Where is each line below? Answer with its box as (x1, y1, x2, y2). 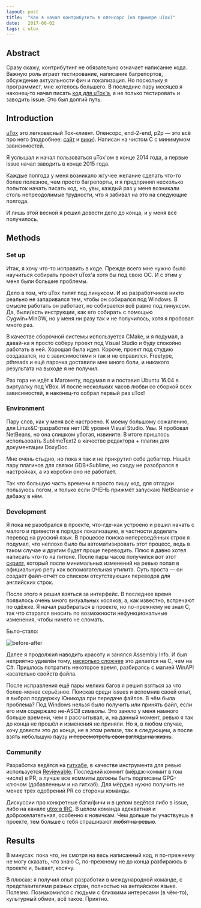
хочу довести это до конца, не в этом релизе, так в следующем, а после (6, 727, 193, 734)
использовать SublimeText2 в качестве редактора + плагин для (6, 437, 169, 444)
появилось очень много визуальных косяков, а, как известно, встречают (6, 597, 195, 604)
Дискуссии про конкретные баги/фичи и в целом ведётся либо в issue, (6, 799, 189, 806)
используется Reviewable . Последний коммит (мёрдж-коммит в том (6, 768, 182, 776)
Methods (6, 233, 41, 243)
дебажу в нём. (6, 492, 44, 500)
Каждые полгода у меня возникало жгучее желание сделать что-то (6, 172, 181, 179)
